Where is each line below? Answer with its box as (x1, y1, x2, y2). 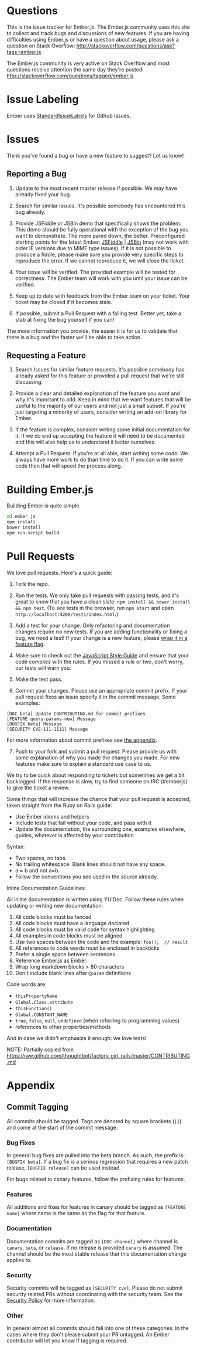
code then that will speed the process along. (15, 462, 123, 469)
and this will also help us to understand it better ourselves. (15, 438, 156, 446)
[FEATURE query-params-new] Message (6, 716, 96, 722)
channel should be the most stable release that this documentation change (6, 1250, 186, 1257)
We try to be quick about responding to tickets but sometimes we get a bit (6, 772, 185, 779)
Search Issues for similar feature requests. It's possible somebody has (15, 366, 185, 373)
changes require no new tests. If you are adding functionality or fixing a (15, 628, 188, 635)
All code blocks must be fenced (15, 913, 92, 921)
